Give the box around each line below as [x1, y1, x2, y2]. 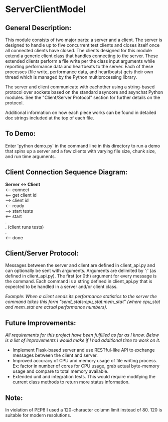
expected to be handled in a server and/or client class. [5, 284, 118, 290]
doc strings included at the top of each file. [5, 115, 94, 121]
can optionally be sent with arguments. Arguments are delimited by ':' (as [5, 267, 156, 274]
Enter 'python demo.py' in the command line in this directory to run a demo [5, 143, 160, 149]
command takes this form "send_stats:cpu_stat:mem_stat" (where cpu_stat [5, 299, 160, 305]
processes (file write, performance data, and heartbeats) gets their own [5, 69, 153, 75]
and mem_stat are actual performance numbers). [5, 304, 108, 310]
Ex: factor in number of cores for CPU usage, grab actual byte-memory [12, 363, 159, 369]
